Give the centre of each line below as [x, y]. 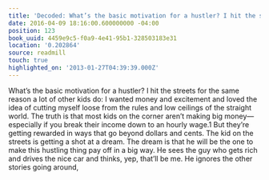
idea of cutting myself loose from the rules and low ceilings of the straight [130, 107]
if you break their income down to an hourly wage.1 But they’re [147, 124]
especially [25, 124]
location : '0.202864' [44, 46]
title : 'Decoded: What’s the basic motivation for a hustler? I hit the [132, 16]
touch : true [28, 61]
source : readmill [37, 53]
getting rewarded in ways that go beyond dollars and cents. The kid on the [131, 133]
